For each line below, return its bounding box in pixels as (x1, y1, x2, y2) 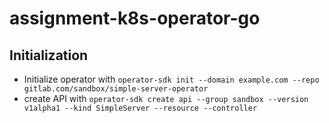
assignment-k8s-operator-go (9, 7, 261, 30)
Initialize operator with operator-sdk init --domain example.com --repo (23, 73, 320, 85)
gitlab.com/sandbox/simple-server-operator (23, 84, 209, 94)
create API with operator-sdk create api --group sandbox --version (23, 93, 309, 104)
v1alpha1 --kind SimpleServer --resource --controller (23, 103, 258, 113)
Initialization (9, 47, 89, 64)
